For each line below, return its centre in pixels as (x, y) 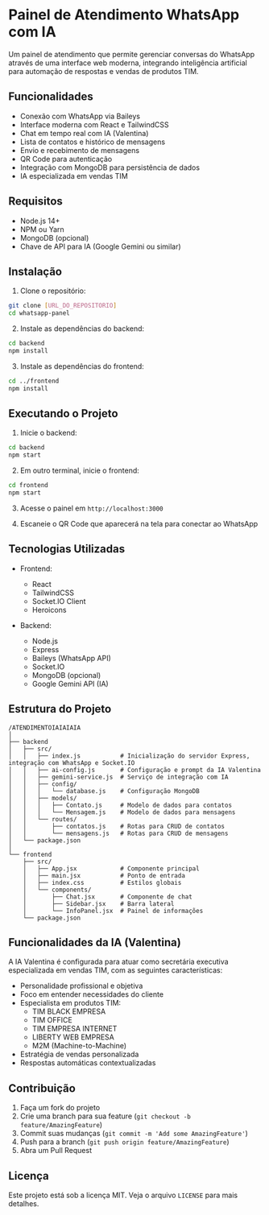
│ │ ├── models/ (43, 798)
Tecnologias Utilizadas (67, 549)
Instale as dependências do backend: (82, 329)
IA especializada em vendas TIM (74, 176)
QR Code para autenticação (66, 159)
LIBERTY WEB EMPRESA (73, 1037)
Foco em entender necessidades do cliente (91, 994)
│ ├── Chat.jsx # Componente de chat (108, 897)
